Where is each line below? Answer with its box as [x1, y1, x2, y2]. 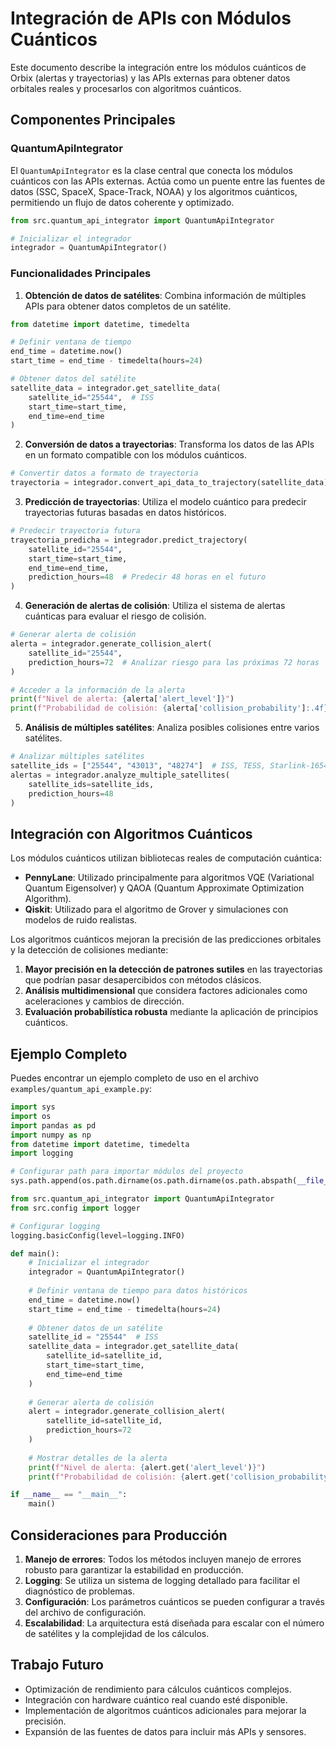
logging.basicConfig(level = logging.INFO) [10, 1230, 186, 1241]
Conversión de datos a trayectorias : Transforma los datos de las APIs [24, 438, 315, 451]
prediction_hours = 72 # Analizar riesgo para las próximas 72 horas [28, 657, 320, 667]
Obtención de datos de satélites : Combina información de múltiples [24, 289, 307, 301]
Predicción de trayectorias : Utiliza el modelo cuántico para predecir [24, 496, 307, 508]
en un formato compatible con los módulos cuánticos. [24, 449, 248, 461]
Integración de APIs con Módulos [10, 7, 292, 30]
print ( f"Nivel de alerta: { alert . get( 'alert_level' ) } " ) [28, 1462, 267, 1472]
